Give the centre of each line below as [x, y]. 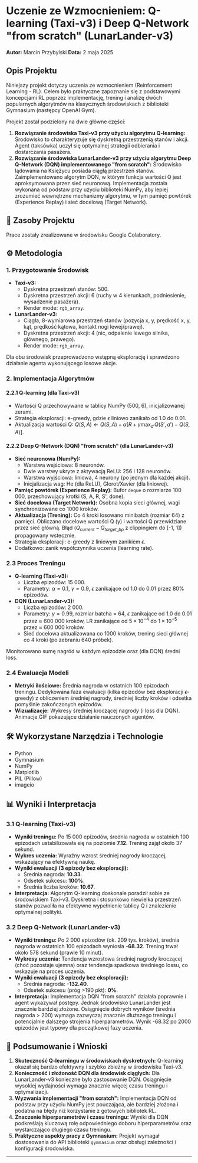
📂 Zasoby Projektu [40, 220]
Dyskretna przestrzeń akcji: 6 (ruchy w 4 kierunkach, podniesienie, [105, 296]
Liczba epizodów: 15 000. [55, 582]
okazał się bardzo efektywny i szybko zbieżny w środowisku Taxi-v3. [98, 1067]
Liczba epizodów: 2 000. [53, 607]
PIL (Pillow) [28, 779]
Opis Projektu [32, 71]
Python [23, 754]
